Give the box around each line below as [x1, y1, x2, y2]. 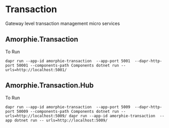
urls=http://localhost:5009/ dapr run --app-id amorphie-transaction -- [5, 113, 165, 118]
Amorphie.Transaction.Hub [5, 81, 94, 90]
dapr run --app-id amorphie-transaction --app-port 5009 [5, 104, 130, 110]
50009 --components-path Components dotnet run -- [16, 109, 126, 114]
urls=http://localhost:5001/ [5, 67, 67, 72]
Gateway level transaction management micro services [5, 20, 120, 26]
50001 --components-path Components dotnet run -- [16, 62, 126, 68]
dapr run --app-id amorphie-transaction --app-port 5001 [5, 58, 130, 63]
